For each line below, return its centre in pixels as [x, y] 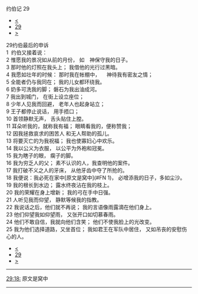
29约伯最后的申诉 [27, 45]
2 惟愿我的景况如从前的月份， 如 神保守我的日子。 [69, 60]
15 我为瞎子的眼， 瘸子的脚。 [41, 156]
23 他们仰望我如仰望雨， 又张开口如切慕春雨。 [62, 214]
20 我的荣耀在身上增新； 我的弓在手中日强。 [60, 192]
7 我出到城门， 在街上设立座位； [45, 97]
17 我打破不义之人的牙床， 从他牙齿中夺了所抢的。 [67, 170]
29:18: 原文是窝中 [27, 278]
